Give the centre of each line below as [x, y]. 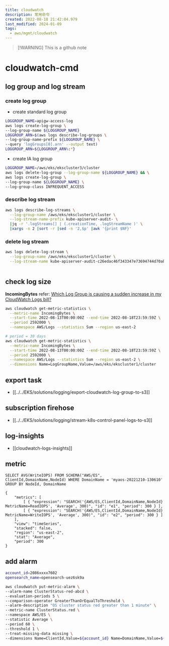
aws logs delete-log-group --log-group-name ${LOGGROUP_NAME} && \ [77, 172]
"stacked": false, [33, 528]
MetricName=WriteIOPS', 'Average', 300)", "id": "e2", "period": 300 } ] [84, 515]
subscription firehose [40, 408]
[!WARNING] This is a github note [52, 48]
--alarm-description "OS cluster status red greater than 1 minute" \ [81, 605]
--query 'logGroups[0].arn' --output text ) [52, 145]
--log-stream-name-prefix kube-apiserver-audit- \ [64, 220]
